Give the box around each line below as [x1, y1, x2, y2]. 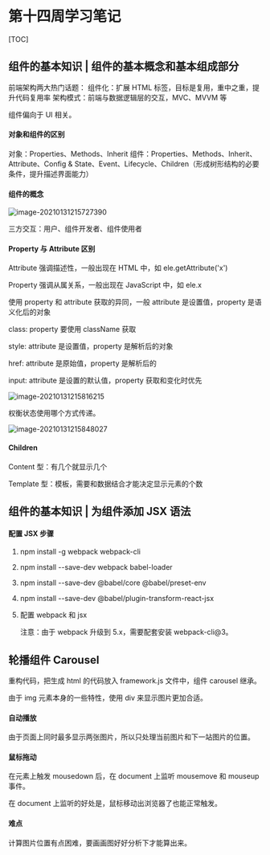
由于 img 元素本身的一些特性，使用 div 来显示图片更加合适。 [8, 693, 207, 702]
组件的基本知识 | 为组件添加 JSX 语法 [8, 504, 191, 518]
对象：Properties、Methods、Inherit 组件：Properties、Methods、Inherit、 [8, 149, 257, 158]
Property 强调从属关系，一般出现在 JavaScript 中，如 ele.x [8, 280, 202, 290]
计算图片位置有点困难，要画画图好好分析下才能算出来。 [8, 837, 191, 848]
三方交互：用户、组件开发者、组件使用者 [8, 224, 142, 234]
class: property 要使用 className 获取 [8, 325, 137, 334]
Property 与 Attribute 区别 [8, 243, 96, 253]
